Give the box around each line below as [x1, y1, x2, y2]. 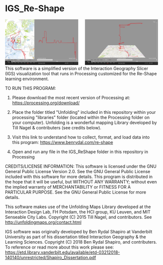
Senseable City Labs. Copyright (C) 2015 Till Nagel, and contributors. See [5, 214, 152, 220]
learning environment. [5, 76, 49, 82]
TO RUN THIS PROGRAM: [5, 86, 56, 91]
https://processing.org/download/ [12, 100, 80, 106]
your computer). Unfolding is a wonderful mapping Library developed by [12, 120, 157, 125]
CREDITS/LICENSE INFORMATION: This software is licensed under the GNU [5, 163, 157, 169]
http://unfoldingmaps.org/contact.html [5, 219, 81, 225]
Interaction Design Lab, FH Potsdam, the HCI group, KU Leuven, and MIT [5, 209, 151, 215]
